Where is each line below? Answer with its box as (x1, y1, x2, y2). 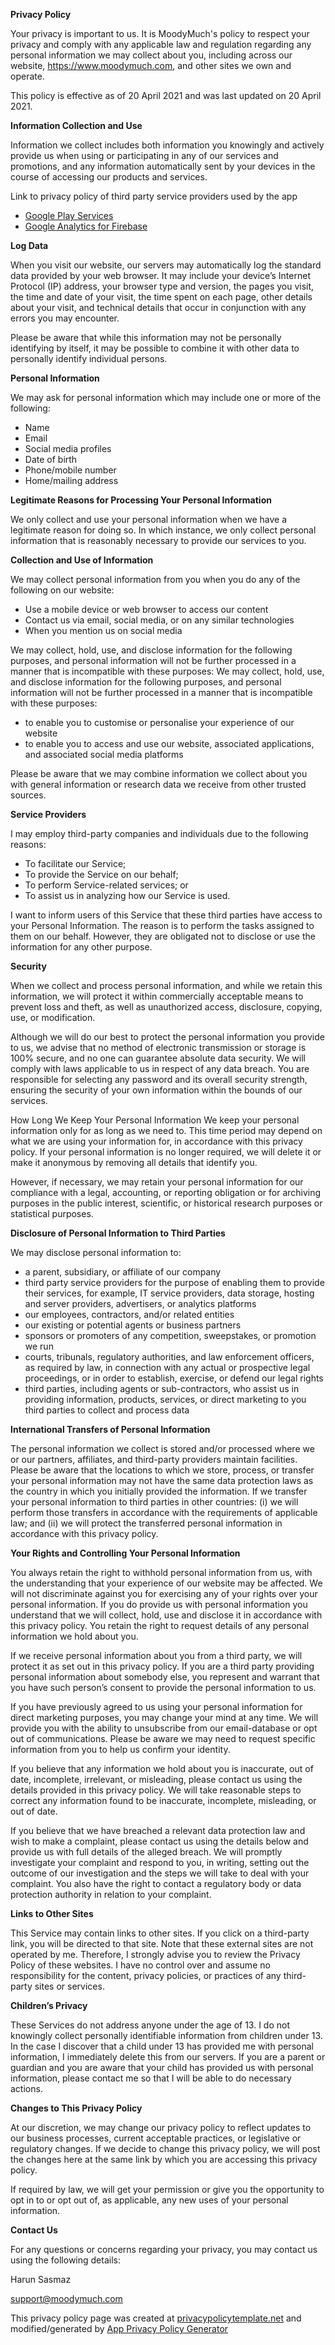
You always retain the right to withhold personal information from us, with (10, 1567, 313, 1578)
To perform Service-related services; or (24, 879, 189, 891)
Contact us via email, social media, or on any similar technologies (24, 614, 295, 626)
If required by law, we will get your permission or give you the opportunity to (10, 2184, 325, 2195)
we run (24, 1340, 54, 1352)
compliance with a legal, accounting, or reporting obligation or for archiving (10, 1187, 322, 1198)
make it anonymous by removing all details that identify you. (10, 1157, 258, 1168)
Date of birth (24, 454, 78, 465)
